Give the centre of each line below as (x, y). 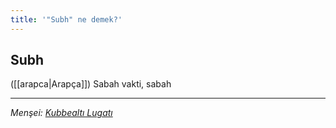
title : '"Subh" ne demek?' (66, 19)
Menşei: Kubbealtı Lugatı (61, 113)
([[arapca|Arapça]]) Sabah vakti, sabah (91, 84)
